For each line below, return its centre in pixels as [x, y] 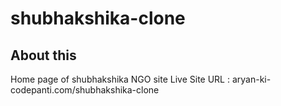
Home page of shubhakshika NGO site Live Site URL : [120, 79]
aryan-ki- [251, 79]
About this [43, 55]
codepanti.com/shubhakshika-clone [85, 90]
